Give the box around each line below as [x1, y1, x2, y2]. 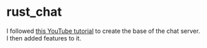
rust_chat [6, 4, 63, 20]
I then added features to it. [6, 34, 82, 42]
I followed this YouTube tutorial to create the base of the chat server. [6, 27, 201, 35]
